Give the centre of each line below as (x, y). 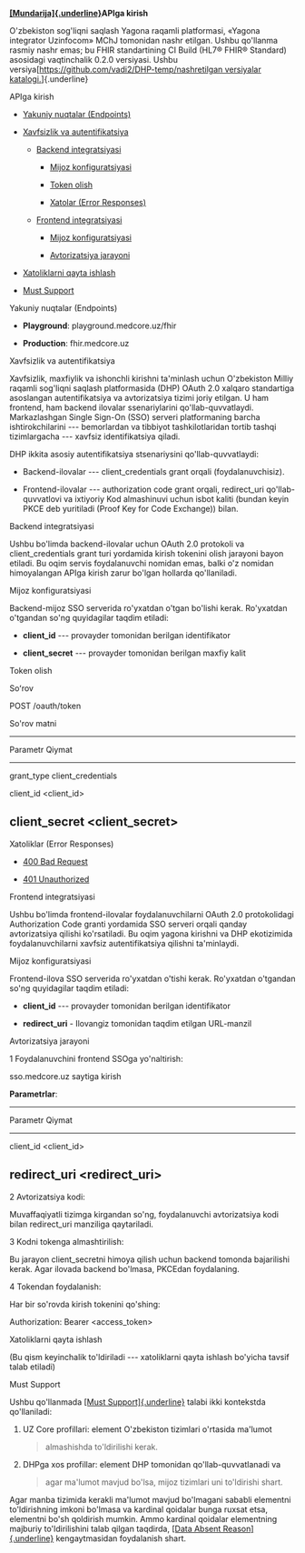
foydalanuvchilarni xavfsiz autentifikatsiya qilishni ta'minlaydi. (124, 943)
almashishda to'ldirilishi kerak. (102, 1447)
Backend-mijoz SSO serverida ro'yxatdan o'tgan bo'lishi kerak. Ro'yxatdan (148, 608)
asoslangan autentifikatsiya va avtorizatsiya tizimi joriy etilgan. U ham (139, 398)
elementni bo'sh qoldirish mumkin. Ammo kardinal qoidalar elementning (143, 1518)
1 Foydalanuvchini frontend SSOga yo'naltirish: (96, 1058)
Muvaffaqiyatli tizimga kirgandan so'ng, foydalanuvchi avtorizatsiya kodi (144, 1214)
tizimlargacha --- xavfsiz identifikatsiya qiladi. (95, 436)
